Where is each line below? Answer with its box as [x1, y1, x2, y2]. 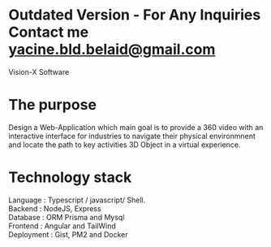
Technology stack [8, 168, 132, 187]
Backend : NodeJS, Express [8, 203, 101, 213]
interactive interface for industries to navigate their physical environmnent [8, 131, 256, 141]
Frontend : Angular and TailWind [8, 221, 116, 231]
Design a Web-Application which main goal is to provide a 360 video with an [8, 122, 264, 132]
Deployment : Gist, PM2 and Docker [8, 229, 128, 239]
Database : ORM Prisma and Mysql [8, 212, 125, 222]
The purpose [8, 96, 97, 115]
